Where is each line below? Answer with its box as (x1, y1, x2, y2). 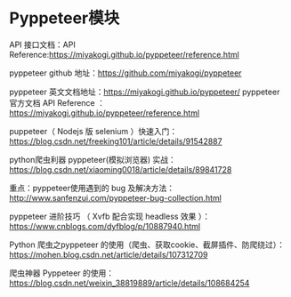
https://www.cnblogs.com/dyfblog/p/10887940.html (9, 221, 201, 231)
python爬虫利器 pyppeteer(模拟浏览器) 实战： (9, 154, 176, 165)
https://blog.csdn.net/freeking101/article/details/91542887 (9, 135, 222, 147)
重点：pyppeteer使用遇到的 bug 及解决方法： (9, 182, 175, 193)
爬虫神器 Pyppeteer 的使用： (9, 268, 115, 278)
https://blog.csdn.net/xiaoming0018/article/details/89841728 (9, 164, 232, 174)
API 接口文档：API (9, 39, 76, 50)
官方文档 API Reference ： (9, 97, 105, 108)
